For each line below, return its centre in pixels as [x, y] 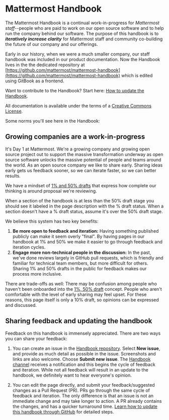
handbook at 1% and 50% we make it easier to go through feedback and [87, 242]
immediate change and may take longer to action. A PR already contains [87, 401]
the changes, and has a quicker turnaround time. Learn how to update [85, 406]
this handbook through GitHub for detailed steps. [63, 411]
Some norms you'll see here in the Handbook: [53, 121]
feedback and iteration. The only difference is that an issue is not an [83, 396]
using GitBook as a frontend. [35, 81]
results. [13, 176]
